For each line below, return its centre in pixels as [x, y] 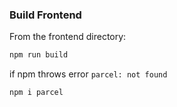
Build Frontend [45, 15]
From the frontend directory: [68, 37]
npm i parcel [36, 93]
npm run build [39, 55]
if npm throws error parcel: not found [88, 74]
